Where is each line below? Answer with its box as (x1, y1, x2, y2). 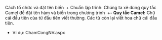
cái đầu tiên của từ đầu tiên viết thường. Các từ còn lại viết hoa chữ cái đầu (5, 15, 158, 20)
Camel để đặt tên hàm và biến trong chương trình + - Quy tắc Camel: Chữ (5, 10, 156, 16)
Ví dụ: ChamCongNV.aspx (12, 30, 65, 35)
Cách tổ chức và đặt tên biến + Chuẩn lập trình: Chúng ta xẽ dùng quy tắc (5, 5, 157, 10)
